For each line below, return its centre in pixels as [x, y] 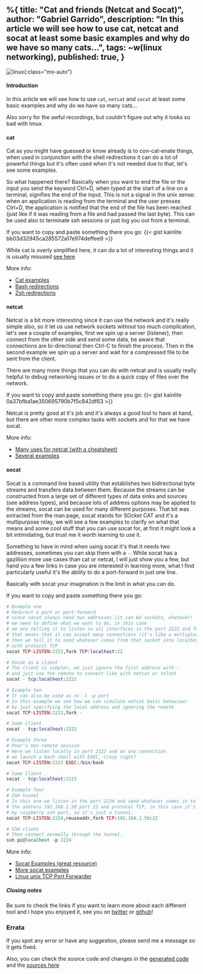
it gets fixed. [22, 947]
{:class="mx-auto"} [48, 71]
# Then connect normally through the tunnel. [64, 835]
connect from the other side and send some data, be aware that [85, 339]
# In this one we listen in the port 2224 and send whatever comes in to [101, 801]
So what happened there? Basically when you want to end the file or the [96, 182]
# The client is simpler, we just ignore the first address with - [93, 668]
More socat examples [42, 870]
